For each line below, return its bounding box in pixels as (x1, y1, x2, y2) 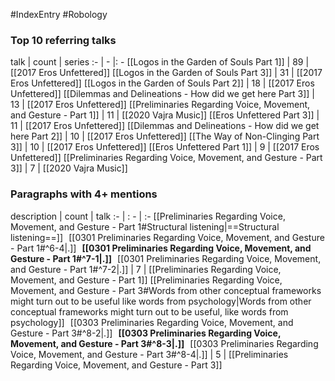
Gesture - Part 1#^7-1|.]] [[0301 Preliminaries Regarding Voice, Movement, (10, 252, 322, 264)
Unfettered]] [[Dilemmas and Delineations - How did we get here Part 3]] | (10, 88, 315, 100)
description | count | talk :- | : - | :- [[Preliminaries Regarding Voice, (10, 210, 286, 222)
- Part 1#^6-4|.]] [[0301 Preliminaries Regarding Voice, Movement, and (10, 242, 312, 254)
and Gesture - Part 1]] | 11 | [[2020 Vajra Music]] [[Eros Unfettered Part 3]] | (10, 109, 320, 121)
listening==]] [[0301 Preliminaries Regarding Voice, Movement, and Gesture (10, 231, 325, 243)
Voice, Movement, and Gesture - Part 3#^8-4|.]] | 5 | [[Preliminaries (10, 348, 289, 360)
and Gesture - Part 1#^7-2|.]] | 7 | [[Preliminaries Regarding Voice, (10, 263, 282, 275)
